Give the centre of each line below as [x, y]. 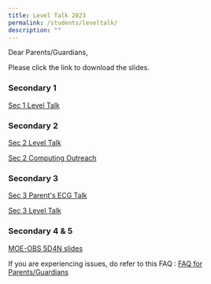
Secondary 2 [33, 125]
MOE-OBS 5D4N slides [46, 248]
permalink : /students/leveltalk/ [63, 23]
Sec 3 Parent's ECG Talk [48, 195]
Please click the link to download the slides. [79, 68]
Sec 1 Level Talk [34, 105]
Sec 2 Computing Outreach [52, 157]
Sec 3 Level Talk [35, 211]
